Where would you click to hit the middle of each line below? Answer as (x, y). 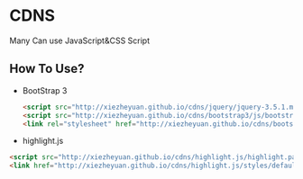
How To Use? (47, 69)
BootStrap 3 (45, 90)
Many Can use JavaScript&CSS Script (80, 40)
